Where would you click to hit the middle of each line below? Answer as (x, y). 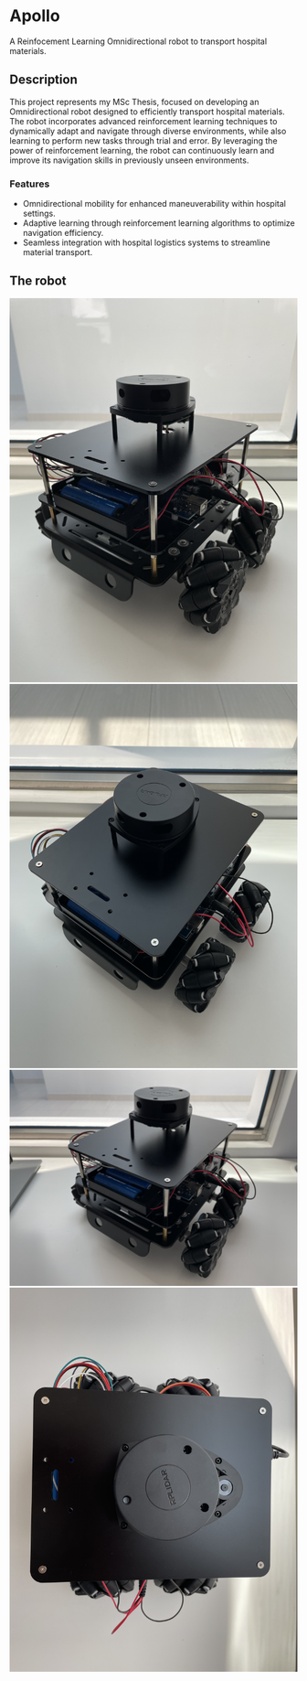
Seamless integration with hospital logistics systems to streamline (147, 242)
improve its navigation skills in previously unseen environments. (129, 160)
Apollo (35, 16)
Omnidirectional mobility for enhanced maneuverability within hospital (154, 204)
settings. (39, 214)
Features (30, 184)
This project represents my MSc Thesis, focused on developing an (134, 102)
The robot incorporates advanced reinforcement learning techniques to (143, 121)
